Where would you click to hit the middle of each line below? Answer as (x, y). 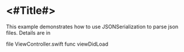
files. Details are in (28, 32)
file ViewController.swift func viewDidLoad (57, 44)
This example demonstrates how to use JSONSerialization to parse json (92, 27)
